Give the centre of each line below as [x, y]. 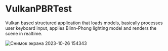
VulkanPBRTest [39, 9]
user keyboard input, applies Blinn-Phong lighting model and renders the [81, 28]
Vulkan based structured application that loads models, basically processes [84, 23]
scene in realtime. [24, 33]
